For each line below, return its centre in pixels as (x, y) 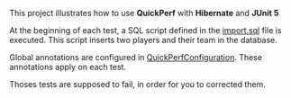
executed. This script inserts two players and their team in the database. (143, 40)
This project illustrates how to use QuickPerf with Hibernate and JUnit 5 (144, 13)
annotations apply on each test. (68, 67)
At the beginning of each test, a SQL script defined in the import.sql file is (145, 30)
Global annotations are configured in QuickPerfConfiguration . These (136, 57)
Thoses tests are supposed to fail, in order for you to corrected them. (137, 84)
